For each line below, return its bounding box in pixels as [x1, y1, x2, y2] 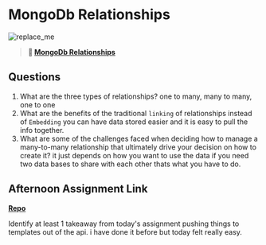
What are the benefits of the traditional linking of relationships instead [19, 108, 252, 118]
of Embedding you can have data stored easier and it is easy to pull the [19, 117, 248, 126]
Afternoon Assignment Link [8, 182, 148, 196]
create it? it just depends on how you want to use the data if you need [19, 150, 249, 160]
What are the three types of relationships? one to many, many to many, [19, 91, 252, 101]
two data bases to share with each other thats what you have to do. [19, 159, 241, 169]
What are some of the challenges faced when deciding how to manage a [19, 134, 259, 143]
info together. [19, 125, 65, 134]
